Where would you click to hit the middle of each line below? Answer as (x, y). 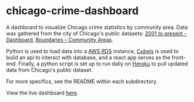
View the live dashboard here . (42, 93)
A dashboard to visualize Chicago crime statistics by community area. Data (97, 27)
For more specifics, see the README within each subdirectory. (82, 81)
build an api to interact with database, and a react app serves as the (88, 57)
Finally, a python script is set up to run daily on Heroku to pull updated (103, 64)
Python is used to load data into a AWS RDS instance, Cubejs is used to (93, 51)
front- (179, 57)
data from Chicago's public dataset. (49, 70)
